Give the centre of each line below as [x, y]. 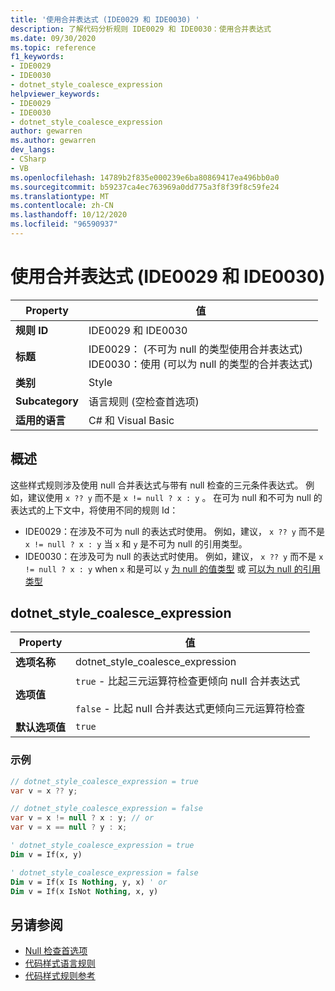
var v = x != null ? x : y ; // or [82, 818]
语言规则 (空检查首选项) [144, 401]
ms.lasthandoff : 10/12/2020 [69, 215]
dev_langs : [33, 150]
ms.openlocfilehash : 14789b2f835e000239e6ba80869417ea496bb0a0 [145, 177]
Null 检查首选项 [56, 951]
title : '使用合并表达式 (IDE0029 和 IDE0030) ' [105, 19]
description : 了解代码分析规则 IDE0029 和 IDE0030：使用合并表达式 [141, 29]
